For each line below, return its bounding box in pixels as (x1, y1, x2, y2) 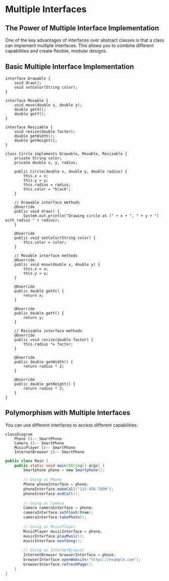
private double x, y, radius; (14, 160, 78, 165)
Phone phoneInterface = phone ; (23, 482, 89, 487)
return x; (23, 293, 44, 298)
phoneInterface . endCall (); (23, 491, 80, 496)
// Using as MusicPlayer (23, 524, 76, 529)
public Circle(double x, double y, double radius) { (14, 169, 128, 174)
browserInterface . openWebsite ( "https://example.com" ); (23, 557, 141, 562)
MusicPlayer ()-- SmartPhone (14, 445, 76, 450)
